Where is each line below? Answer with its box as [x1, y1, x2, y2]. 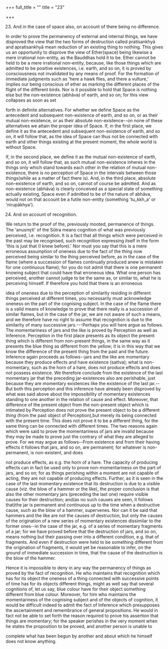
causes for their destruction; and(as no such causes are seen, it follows [5, 497, 153, 502]
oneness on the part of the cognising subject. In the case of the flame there [5, 300, 161, 306]
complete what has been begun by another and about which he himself [5, 633, 152, 639]
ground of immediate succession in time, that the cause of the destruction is [5, 550, 163, 555]
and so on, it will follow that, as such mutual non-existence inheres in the [5, 159, 155, 165]
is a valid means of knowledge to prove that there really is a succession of [5, 306, 158, 312]
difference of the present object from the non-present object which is [5, 402, 149, 408]
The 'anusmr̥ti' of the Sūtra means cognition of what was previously [5, 227, 145, 232]
